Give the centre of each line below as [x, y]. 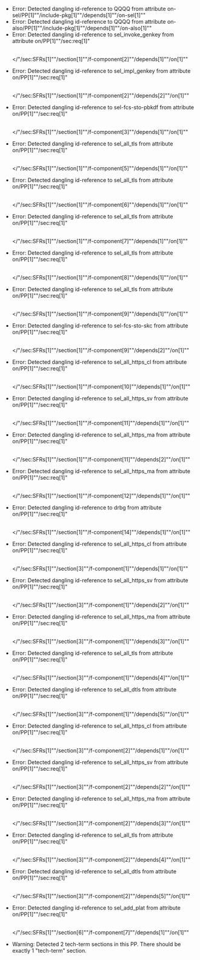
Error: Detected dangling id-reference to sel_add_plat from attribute [96, 908]
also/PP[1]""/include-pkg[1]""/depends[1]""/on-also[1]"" [82, 28]
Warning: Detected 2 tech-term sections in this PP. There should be [96, 944]
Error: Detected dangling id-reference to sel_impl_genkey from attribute [101, 71]
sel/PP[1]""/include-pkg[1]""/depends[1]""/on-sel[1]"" [79, 15]
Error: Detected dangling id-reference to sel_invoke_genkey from [93, 35]
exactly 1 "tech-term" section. [49, 951]
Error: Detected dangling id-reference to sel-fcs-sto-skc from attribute [100, 326]
